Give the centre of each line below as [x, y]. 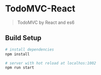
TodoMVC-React [40, 9]
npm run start [20, 68]
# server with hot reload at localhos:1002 [51, 63]
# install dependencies [30, 49]
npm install [17, 54]
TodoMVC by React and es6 [46, 22]
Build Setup [23, 38]
